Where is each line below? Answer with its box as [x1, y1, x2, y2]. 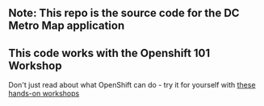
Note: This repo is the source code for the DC [8, 6, 240, 20]
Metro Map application [8, 19, 125, 33]
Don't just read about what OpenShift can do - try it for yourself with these [8, 80, 256, 90]
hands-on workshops [8, 88, 80, 99]
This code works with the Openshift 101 [8, 46, 211, 59]
